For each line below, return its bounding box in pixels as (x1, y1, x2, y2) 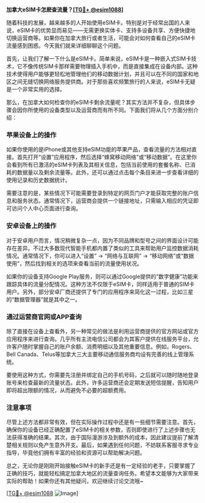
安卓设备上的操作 (6, 222, 57, 230)
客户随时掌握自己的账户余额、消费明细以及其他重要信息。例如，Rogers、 (11, 342, 195, 350)
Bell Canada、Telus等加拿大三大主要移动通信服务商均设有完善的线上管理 (6, 350, 189, 358)
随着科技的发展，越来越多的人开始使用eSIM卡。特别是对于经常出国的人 (6, 19, 185, 26)
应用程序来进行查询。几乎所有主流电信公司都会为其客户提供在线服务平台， (6, 335, 193, 342)
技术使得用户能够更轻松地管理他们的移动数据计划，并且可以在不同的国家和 (6, 70, 193, 77)
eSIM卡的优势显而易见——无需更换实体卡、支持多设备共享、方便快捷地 (16, 27, 196, 34)
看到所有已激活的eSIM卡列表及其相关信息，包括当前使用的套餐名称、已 (11, 161, 190, 168)
